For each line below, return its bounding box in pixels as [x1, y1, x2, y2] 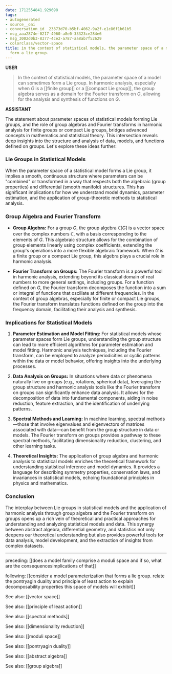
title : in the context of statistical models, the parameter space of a [5, 46, 164, 51]
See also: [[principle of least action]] [5, 603, 82, 610]
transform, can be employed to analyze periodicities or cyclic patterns [12, 353, 161, 359]
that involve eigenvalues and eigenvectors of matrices [30, 421, 145, 427]
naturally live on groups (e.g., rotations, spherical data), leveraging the [12, 379, 161, 385]
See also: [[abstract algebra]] [5, 653, 68, 659]
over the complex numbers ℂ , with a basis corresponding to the [12, 231, 147, 237]
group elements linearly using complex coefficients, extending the [12, 242, 153, 248]
